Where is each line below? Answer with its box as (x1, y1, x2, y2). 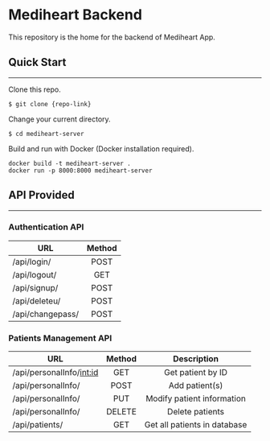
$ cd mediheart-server (8, 130, 84, 138)
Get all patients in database (144, 419, 247, 431)
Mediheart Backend (8, 6, 143, 24)
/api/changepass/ (12, 308, 79, 319)
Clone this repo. (8, 84, 62, 94)
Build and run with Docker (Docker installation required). (8, 143, 194, 154)
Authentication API (8, 221, 84, 233)
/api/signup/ (12, 282, 59, 293)
